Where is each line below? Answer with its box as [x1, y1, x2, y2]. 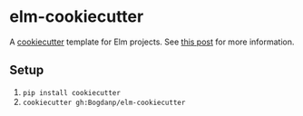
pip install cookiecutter [22, 88, 121, 97]
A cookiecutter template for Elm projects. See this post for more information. [9, 36, 295, 47]
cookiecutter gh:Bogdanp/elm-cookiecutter [22, 98, 186, 107]
